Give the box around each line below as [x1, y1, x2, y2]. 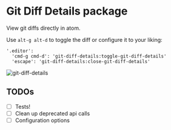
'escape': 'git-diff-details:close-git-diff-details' [12, 58, 150, 64]
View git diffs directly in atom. [6, 24, 81, 32]
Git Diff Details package [6, 4, 128, 18]
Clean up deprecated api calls [15, 109, 90, 117]
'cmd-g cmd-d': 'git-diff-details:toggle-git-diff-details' [12, 53, 167, 59]
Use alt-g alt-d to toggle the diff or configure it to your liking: [6, 36, 163, 43]
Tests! [15, 103, 31, 110]
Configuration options [15, 117, 70, 124]
